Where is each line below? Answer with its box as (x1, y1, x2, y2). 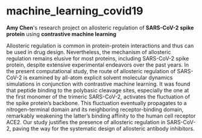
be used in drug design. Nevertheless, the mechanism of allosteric (6, 48, 171, 55)
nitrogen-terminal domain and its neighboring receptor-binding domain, (6, 106, 184, 113)
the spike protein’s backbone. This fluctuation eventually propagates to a (6, 99, 187, 106)
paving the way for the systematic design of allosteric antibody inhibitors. (12, 125, 195, 132)
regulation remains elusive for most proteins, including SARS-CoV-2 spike (6, 55, 189, 62)
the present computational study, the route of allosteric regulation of (6, 67, 176, 74)
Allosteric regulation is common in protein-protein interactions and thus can (6, 42, 194, 49)
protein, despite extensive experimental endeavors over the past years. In (6, 61, 189, 68)
